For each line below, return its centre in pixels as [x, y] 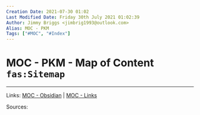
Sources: [17, 107]
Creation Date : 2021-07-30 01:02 [48, 12]
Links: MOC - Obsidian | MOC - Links [51, 95]
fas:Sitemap [36, 74]
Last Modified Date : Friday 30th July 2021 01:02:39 [73, 17]
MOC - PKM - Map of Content [80, 63]
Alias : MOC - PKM [28, 28]
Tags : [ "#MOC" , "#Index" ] [38, 34]
